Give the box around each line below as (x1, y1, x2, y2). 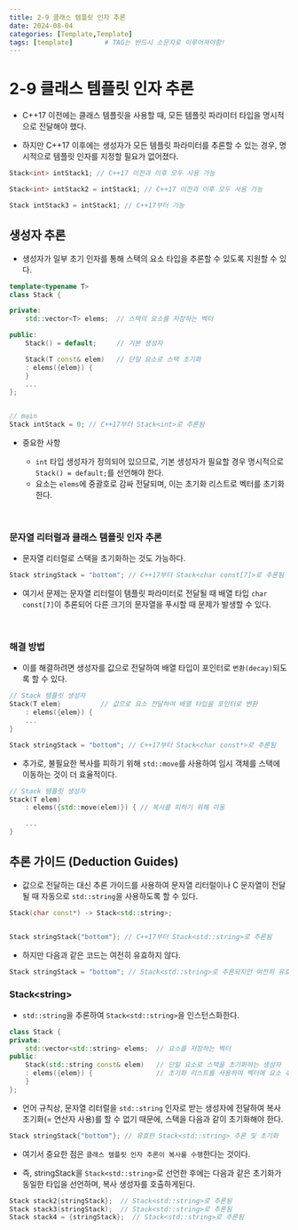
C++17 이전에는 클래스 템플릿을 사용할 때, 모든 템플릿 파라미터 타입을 (21, 110, 262, 121)
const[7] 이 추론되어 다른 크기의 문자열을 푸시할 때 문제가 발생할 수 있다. (21, 599, 272, 610)
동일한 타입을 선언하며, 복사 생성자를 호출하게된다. (21, 1178, 195, 1189)
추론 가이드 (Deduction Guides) (9, 855, 179, 870)
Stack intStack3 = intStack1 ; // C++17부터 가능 (9, 201, 184, 210)
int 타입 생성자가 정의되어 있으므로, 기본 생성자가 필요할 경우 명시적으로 (35, 456, 284, 467)
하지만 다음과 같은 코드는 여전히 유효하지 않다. (21, 949, 182, 961)
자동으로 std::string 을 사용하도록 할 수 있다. (41, 890, 199, 901)
